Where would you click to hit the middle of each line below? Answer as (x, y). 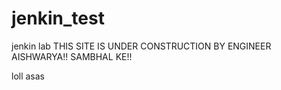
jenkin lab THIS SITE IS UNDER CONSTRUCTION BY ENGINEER (141, 46)
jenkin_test (58, 18)
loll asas (28, 76)
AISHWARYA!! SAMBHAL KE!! (72, 56)
